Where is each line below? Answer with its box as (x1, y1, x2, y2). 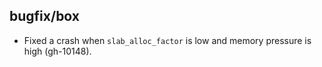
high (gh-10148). (23, 45, 92, 57)
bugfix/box (9, 8, 81, 25)
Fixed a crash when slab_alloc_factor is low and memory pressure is (23, 34, 312, 46)
